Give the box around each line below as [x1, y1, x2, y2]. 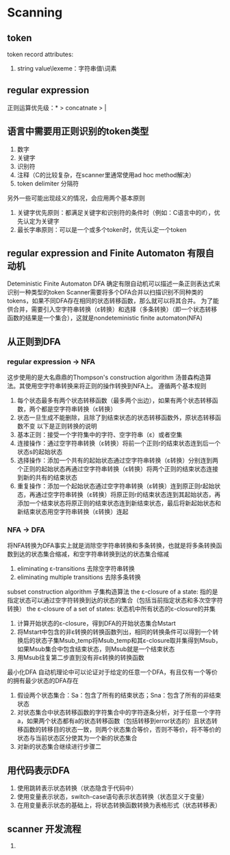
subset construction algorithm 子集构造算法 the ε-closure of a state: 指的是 [7, 587, 218, 596]
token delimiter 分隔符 [16, 179, 79, 188]
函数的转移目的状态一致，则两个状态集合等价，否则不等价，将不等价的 [23, 726, 221, 734]
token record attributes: [7, 50, 74, 58]
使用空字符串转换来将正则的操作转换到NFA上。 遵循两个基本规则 [25, 382, 207, 390]
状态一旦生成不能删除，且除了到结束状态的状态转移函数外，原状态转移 [16, 413, 216, 422]
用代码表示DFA [7, 765, 71, 776]
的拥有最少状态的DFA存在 [7, 676, 79, 685]
